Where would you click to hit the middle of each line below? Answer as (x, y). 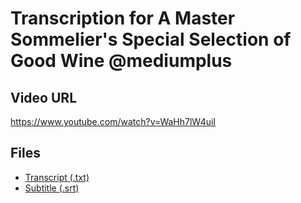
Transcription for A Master (123, 18)
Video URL (44, 97)
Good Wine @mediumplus (121, 61)
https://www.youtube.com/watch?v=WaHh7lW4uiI (113, 121)
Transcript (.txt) (57, 177)
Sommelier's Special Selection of (151, 39)
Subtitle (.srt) (52, 188)
